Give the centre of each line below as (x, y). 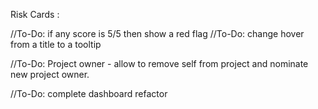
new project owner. (50, 74)
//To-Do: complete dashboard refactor (89, 93)
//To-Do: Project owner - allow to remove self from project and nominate (159, 63)
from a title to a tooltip (56, 44)
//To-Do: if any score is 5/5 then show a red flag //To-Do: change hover (157, 33)
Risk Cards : (35, 14)
